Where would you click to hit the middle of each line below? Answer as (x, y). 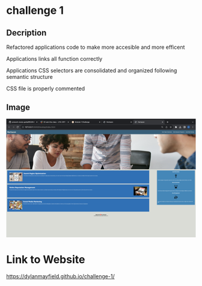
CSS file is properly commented (46, 89)
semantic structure (29, 77)
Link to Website (46, 260)
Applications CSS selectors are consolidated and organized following (92, 70)
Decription (26, 33)
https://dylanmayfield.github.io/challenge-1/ (61, 276)
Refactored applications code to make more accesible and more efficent (96, 47)
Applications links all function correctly (54, 59)
